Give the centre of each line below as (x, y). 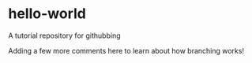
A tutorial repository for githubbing (64, 35)
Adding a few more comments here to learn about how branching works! (126, 50)
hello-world (47, 14)
